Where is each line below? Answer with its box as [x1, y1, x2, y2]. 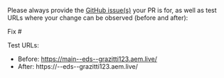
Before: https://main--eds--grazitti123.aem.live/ [17, 55, 158, 63]
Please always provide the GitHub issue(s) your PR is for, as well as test [7, 6, 217, 14]
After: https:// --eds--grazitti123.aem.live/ [17, 62, 139, 70]
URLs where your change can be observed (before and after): [7, 13, 188, 22]
